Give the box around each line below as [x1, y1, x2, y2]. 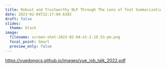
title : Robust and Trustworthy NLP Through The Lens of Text [5, 7, 134, 12]
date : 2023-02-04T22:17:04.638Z [5, 12, 72, 17]
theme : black [9, 26, 37, 31]
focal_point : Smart [9, 39, 50, 44]
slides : [5, 21, 21, 26]
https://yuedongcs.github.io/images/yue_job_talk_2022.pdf [5, 57, 126, 63]
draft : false [5, 16, 32, 21]
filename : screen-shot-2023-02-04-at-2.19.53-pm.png [9, 35, 121, 40]
